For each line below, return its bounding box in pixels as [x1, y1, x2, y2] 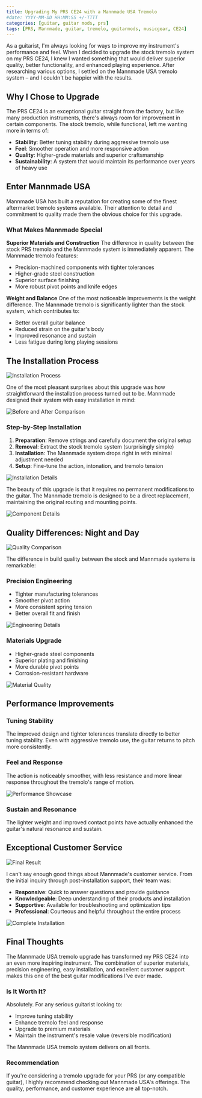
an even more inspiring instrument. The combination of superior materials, [6, 959, 191, 967]
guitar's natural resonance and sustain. [6, 825, 103, 832]
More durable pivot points [14, 663, 79, 670]
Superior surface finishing [14, 277, 80, 284]
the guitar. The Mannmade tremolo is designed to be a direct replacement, [6, 492, 191, 499]
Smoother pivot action [14, 597, 70, 604]
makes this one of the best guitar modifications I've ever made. [6, 972, 162, 979]
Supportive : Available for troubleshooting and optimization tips [14, 901, 171, 908]
